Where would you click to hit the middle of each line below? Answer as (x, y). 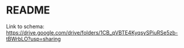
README (28, 10)
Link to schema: (25, 26)
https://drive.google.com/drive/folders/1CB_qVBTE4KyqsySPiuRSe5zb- (92, 32)
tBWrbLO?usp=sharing (34, 39)
